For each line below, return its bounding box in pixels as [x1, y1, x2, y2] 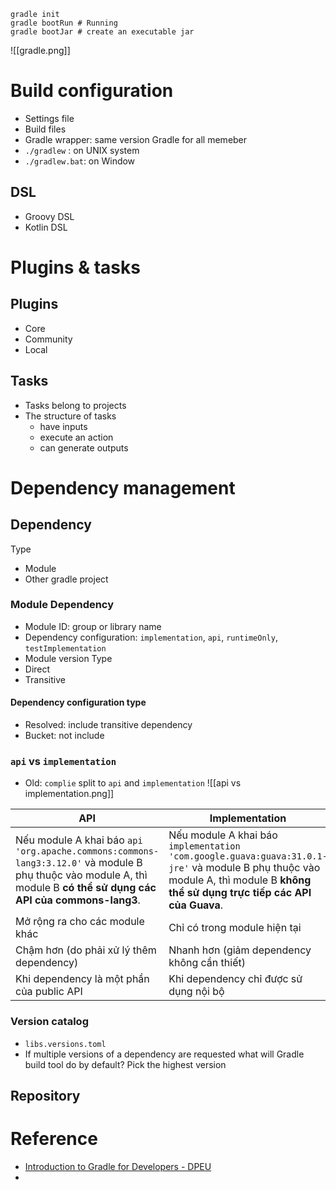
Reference [10, 1128, 98, 1150]
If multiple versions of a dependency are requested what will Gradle [24, 1048, 305, 1060]
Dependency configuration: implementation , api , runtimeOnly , [24, 631, 278, 643]
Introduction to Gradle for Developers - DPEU [24, 1160, 212, 1172]
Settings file [24, 112, 75, 124]
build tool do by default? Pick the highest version [24, 1058, 227, 1070]
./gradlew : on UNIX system [24, 144, 140, 156]
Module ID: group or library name [24, 620, 162, 632]
